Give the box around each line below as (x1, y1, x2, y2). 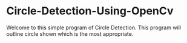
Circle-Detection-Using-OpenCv (6, 4, 174, 18)
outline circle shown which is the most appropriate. (6, 30, 134, 37)
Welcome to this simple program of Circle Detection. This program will (6, 24, 182, 31)
